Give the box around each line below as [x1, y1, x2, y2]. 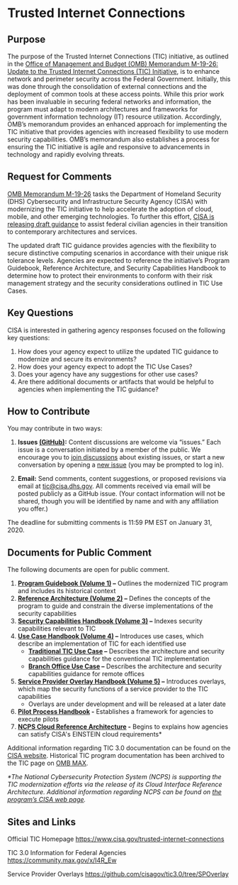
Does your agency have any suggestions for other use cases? [17, 369, 198, 378]
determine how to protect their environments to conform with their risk [7, 271, 213, 280]
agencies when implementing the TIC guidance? [17, 385, 159, 393]
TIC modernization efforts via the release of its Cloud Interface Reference [7, 780, 222, 789]
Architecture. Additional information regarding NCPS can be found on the [7, 788, 222, 796]
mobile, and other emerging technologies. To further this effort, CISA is [7, 212, 215, 221]
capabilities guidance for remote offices [28, 670, 145, 678]
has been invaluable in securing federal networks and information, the [7, 97, 212, 106]
